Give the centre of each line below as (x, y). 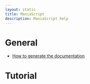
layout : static (20, 9)
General (21, 42)
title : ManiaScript (25, 14)
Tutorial (21, 76)
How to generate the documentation (48, 56)
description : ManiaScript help (37, 18)
